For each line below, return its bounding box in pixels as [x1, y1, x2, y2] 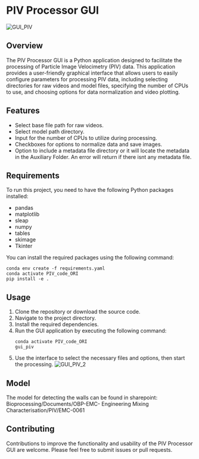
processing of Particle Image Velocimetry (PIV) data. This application [6, 63, 176, 70]
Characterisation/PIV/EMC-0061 [6, 407, 85, 414]
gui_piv [14, 344, 34, 350]
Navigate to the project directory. [14, 314, 97, 322]
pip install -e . [6, 276, 49, 282]
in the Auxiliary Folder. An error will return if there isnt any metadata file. [14, 153, 192, 160]
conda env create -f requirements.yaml [6, 265, 105, 272]
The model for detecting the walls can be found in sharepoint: [6, 394, 158, 401]
